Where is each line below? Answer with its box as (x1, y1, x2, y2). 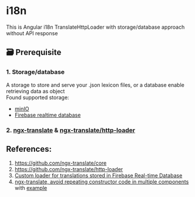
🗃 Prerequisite (6, 47, 62, 57)
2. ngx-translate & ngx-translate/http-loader (6, 126, 136, 134)
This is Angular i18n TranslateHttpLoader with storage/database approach (6, 23, 185, 30)
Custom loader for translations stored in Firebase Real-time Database (14, 172, 183, 179)
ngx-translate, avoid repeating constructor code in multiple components (14, 178, 189, 185)
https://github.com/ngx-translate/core (14, 159, 107, 167)
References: (6, 144, 52, 154)
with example (14, 185, 48, 192)
